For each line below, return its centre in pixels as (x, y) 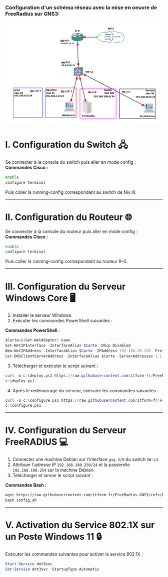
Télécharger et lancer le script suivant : (53, 476)
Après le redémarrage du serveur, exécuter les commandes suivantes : (85, 390)
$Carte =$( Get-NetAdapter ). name (38, 340)
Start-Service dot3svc (29, 564)
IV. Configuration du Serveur (66, 430)
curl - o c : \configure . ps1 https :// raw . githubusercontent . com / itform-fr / (82, 400)
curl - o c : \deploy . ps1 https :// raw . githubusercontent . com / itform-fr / (79, 376)
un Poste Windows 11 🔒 (53, 537)
